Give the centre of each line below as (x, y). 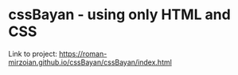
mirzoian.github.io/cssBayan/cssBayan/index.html (90, 62)
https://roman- (83, 53)
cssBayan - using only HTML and (119, 15)
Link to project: (33, 53)
